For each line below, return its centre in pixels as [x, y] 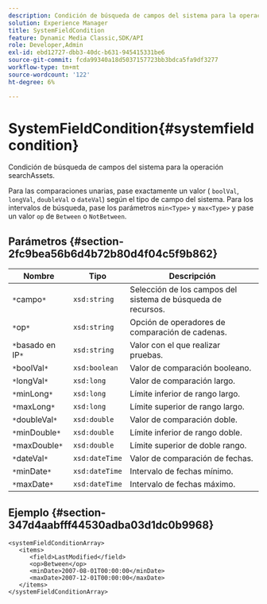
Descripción [192, 277]
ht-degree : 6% [32, 82]
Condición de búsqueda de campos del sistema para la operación [116, 167]
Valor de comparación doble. [184, 420]
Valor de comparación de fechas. [192, 459]
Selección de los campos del [184, 289]
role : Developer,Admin [46, 45]
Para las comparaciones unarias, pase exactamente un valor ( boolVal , [124, 191]
